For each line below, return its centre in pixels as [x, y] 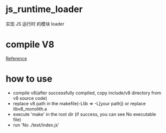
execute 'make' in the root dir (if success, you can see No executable [85, 114]
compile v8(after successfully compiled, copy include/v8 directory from [87, 93]
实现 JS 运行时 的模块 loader [35, 24]
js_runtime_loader [44, 9]
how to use [29, 79]
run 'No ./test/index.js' [36, 125]
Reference [16, 58]
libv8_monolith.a [30, 109]
